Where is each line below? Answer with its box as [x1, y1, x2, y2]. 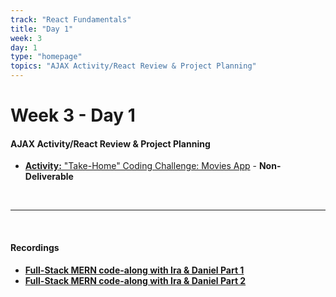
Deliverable [24, 171, 74, 183]
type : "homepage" [10, 52, 83, 62]
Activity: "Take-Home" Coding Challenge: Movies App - [24, 160, 257, 172]
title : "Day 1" [10, 24, 74, 34]
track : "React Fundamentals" [10, 14, 132, 25]
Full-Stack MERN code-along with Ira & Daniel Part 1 [24, 264, 245, 276]
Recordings [10, 241, 60, 253]
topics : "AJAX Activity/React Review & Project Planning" [10, 61, 257, 71]
